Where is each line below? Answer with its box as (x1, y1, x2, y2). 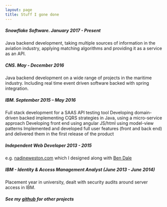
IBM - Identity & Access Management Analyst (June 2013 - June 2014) (5, 166, 155, 172)
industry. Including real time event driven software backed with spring (5, 80, 149, 86)
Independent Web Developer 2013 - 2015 (5, 142, 92, 148)
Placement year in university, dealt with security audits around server (5, 179, 148, 185)
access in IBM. (5, 184, 35, 190)
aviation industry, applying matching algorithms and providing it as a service (5, 46, 162, 52)
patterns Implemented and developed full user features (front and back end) (5, 126, 162, 132)
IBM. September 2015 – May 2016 (5, 97, 76, 103)
